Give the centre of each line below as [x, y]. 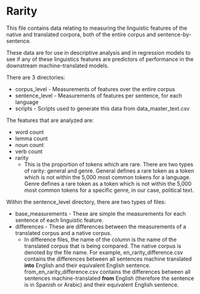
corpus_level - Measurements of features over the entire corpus [95, 89]
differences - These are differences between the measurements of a [101, 227]
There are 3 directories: [36, 77]
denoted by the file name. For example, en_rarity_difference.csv [104, 252]
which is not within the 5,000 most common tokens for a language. [107, 177]
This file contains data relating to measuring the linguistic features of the [97, 28]
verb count [29, 151]
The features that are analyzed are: [50, 120]
